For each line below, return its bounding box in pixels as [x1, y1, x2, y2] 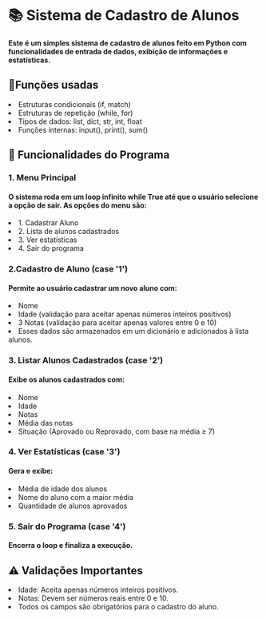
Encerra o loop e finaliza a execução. [8, 541, 133, 550]
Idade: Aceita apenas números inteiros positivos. [18, 585, 178, 594]
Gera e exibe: [8, 466, 54, 476]
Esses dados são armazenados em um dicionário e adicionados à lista [18, 327, 249, 336]
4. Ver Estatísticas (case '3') [8, 446, 121, 458]
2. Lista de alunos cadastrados [18, 227, 120, 236]
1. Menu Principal [8, 173, 77, 184]
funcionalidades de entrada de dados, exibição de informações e [8, 46, 228, 56]
